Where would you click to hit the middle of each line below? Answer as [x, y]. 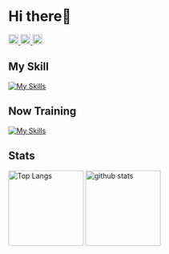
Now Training [42, 111]
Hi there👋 [40, 16]
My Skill [29, 67]
